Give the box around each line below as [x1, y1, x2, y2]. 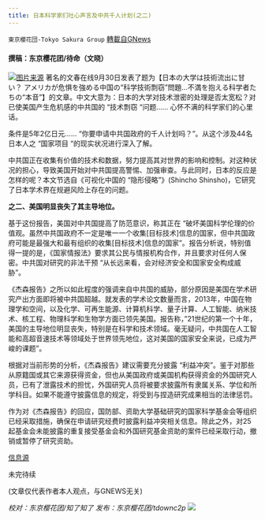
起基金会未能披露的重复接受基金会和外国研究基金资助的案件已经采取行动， [8, 426, 250, 436]
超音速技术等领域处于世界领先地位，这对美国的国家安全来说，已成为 [28, 333, 250, 343]
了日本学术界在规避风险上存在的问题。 [8, 184, 132, 194]
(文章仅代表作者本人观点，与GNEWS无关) [8, 486, 144, 496]
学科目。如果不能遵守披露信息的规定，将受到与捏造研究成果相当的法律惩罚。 [8, 389, 257, 399]
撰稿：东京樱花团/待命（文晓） [8, 54, 108, 63]
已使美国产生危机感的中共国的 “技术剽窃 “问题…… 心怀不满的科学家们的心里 [8, 102, 254, 111]
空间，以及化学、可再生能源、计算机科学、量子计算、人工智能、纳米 [28, 304, 250, 314]
